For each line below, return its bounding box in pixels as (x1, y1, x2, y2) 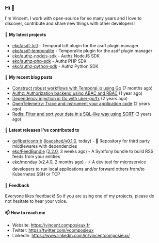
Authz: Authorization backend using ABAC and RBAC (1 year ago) (12, 90, 143, 96)
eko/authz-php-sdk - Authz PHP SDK (12, 58, 87, 64)
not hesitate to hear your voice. (5, 198, 67, 204)
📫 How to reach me (5, 209, 46, 215)
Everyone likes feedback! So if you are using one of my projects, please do (5, 193, 155, 199)
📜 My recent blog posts (5, 74, 53, 80)
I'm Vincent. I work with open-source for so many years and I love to (5, 16, 142, 21)
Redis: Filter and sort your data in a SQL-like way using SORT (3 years (12, 111, 152, 117)
